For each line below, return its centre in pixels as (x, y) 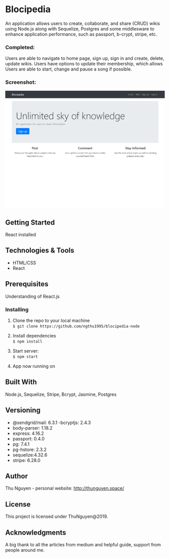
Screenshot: (21, 82)
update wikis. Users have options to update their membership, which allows (84, 64)
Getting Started (30, 222)
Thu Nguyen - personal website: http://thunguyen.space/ (65, 489)
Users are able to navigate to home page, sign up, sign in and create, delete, (85, 58)
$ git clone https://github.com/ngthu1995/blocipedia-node (76, 326)
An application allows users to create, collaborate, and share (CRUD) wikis (83, 23)
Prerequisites (27, 284)
